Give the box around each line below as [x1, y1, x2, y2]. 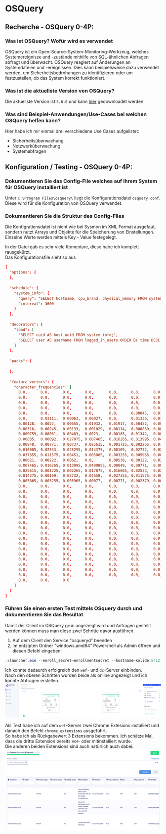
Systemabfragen [12, 148, 46, 154]
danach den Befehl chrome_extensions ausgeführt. [5, 728, 107, 734]
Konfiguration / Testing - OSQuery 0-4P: [5, 163, 132, 171]
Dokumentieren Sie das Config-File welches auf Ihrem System [5, 178, 158, 185]
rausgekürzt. [5, 249, 31, 255]
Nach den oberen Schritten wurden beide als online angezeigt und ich [5, 672, 148, 678]
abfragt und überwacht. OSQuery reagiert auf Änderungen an [5, 59, 131, 65]
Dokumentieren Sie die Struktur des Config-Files [5, 213, 124, 220]
